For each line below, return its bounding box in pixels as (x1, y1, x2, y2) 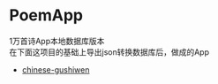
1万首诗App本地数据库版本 (9, 35, 105, 46)
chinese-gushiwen (21, 64, 90, 75)
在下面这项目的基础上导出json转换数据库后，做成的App (9, 46, 210, 57)
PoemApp (9, 5, 84, 26)
